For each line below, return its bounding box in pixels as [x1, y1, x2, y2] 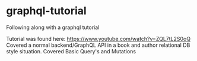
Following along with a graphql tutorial [6, 24, 100, 31]
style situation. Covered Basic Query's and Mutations [6, 47, 136, 54]
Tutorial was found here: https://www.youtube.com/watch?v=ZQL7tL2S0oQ [6, 35, 191, 42]
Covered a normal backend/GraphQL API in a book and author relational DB [6, 41, 190, 49]
